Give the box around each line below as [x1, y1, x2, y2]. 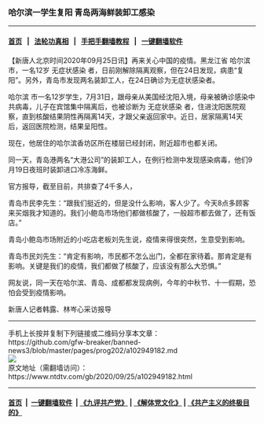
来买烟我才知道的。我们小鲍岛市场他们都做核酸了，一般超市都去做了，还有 [8, 208, 249, 217]
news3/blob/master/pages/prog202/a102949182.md [8, 345, 178, 355]
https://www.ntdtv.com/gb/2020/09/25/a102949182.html [8, 371, 192, 381]
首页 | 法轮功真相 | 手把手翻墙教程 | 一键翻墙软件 [8, 36, 183, 46]
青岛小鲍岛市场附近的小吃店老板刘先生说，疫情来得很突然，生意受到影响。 [8, 234, 249, 244]
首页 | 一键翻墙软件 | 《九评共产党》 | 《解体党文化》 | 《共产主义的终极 [8, 398, 244, 407]
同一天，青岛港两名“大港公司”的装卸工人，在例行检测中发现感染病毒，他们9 [8, 155, 253, 164]
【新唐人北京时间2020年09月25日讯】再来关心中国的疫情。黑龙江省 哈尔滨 [8, 55, 251, 65]
